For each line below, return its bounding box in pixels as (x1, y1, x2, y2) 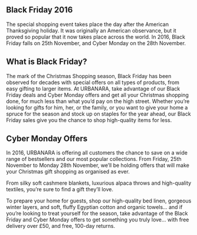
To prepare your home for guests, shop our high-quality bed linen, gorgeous (6, 197, 192, 204)
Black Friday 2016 (6, 5, 73, 15)
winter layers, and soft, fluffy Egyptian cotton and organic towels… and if (6, 204, 183, 211)
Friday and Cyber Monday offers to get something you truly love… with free (6, 216, 189, 223)
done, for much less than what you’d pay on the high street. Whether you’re (6, 98, 190, 105)
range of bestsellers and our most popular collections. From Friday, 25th (6, 156, 182, 163)
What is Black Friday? (6, 57, 87, 67)
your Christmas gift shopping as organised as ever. (6, 168, 130, 175)
